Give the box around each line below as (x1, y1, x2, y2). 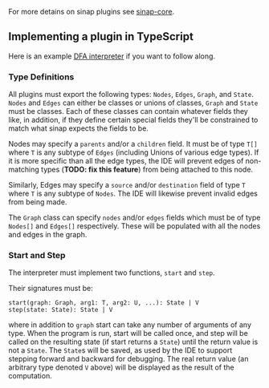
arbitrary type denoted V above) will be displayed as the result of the (8, 362, 234, 372)
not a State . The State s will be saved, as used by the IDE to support (8, 346, 233, 355)
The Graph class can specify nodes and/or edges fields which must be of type (8, 212, 261, 223)
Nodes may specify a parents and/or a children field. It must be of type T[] (8, 139, 259, 149)
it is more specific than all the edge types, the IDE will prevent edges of (8, 156, 244, 166)
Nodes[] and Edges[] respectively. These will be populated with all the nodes (8, 221, 261, 231)
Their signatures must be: (8, 284, 94, 293)
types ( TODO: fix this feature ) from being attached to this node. (41, 164, 254, 175)
